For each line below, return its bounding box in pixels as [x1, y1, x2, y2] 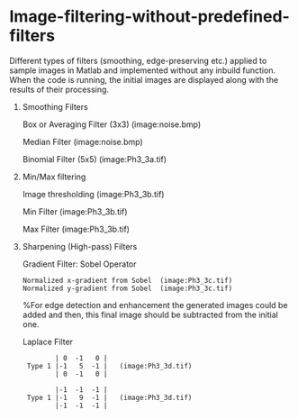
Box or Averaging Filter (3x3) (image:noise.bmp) [22, 119, 202, 130]
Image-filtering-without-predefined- [9, 6, 290, 27]
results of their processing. [9, 84, 110, 95]
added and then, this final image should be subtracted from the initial [22, 309, 279, 320]
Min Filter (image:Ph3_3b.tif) [22, 205, 128, 217]
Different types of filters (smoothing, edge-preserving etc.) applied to [9, 55, 267, 66]
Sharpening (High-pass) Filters [22, 241, 138, 251]
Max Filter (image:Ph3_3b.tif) [22, 223, 131, 234]
